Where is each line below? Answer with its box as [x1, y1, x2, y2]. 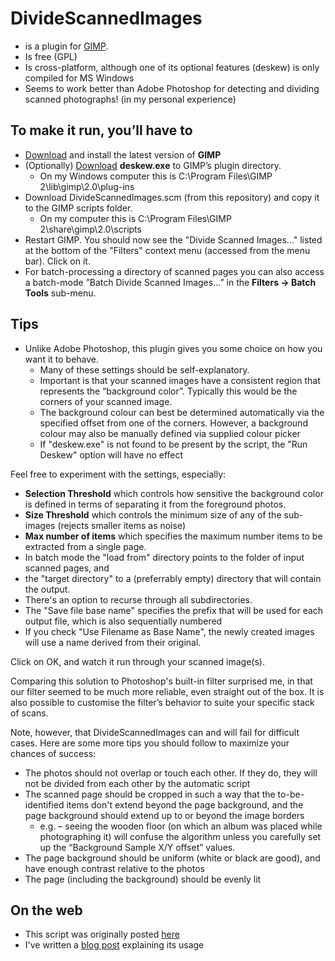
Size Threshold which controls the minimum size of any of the [24, 508, 282, 521]
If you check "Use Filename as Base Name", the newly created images [24, 625, 315, 637]
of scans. [10, 707, 49, 719]
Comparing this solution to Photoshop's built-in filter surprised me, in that [10, 675, 313, 687]
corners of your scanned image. [39, 395, 173, 407]
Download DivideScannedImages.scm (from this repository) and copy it [24, 191, 320, 203]
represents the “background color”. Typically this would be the [39, 385, 298, 397]
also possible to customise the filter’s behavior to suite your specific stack [10, 696, 315, 708]
